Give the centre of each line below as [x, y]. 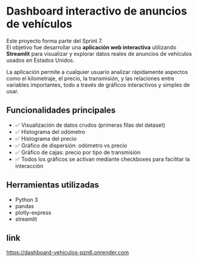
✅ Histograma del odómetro [50, 132]
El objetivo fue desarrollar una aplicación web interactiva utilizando [91, 47]
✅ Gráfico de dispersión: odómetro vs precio [71, 145]
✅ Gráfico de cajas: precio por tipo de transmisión [78, 152]
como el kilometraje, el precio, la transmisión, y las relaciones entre [90, 78]
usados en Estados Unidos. [40, 60]
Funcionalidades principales [61, 110]
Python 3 [26, 200]
